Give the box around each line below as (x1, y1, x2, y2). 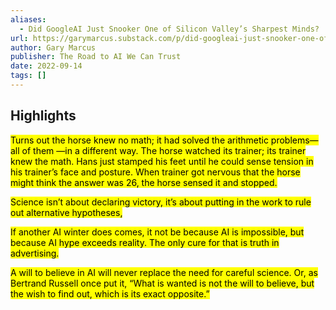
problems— (270, 134, 319, 146)
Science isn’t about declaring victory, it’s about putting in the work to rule (10, 196, 312, 208)
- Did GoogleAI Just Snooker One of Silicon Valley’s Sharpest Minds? (19, 24, 320, 34)
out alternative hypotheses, (10, 206, 123, 218)
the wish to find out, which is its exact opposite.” (10, 287, 210, 300)
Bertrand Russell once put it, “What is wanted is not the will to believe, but (10, 277, 315, 289)
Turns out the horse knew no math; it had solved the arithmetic (10, 134, 269, 146)
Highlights (10, 107, 77, 125)
